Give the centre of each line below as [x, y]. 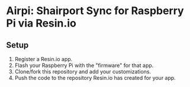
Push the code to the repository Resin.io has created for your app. [95, 78]
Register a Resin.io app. [44, 59]
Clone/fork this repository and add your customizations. [83, 71]
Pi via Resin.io [41, 23]
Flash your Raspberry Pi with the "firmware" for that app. [84, 65]
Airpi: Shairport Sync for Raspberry [95, 11]
